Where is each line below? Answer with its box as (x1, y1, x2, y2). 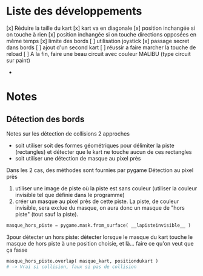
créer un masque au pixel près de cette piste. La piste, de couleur (15, 198, 179, 205)
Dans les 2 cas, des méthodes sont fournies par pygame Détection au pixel (6, 166, 194, 174)
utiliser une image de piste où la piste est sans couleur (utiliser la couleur (15, 184, 198, 192)
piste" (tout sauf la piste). (15, 210, 79, 218)
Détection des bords (6, 114, 85, 124)
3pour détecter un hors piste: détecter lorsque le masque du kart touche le (6, 233, 193, 241)
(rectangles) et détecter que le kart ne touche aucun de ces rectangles (15, 148, 192, 156)
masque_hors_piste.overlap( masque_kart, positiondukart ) (6, 258, 159, 264)
